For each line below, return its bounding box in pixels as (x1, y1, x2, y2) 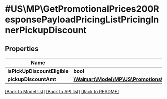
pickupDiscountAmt (7, 76, 56, 83)
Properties (5, 44, 39, 53)
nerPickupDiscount (5, 25, 87, 36)
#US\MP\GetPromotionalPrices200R (5, 3, 159, 15)
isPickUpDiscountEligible (7, 68, 69, 74)
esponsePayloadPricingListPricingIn (5, 14, 159, 25)
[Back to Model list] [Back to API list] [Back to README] (5, 89, 119, 94)
